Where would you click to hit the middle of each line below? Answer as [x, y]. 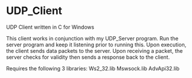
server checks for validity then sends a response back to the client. [88, 57]
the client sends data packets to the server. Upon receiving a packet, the [95, 50]
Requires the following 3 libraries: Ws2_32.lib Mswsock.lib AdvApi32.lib [93, 68]
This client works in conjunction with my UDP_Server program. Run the [92, 38]
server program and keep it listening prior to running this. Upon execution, [96, 45]
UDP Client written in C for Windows [50, 27]
